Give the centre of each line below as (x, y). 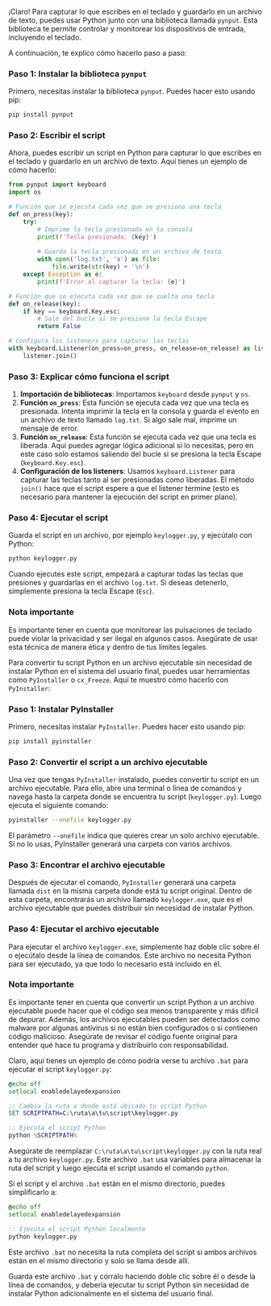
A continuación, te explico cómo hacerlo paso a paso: (98, 53)
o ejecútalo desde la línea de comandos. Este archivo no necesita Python (130, 955)
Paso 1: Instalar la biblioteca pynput (78, 73)
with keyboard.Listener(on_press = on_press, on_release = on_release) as (129, 349)
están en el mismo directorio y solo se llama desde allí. (99, 1260)
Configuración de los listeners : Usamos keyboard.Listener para (127, 472)
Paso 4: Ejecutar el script (58, 518)
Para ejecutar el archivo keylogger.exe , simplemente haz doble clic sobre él (134, 946)
